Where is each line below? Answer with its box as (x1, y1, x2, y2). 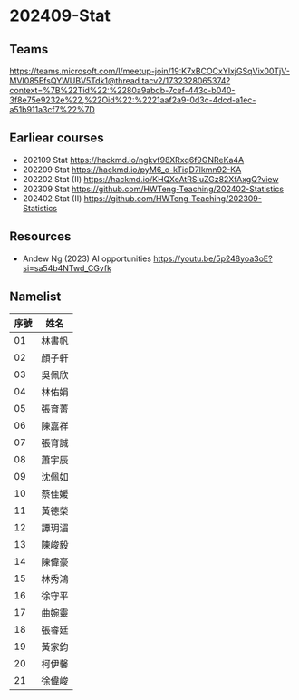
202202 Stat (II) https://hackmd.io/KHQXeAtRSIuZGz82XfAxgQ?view (22, 173, 279, 184)
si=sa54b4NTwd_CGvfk (22, 262, 111, 273)
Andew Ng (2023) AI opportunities (22, 253, 152, 264)
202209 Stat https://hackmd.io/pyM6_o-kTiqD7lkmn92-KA (22, 164, 242, 175)
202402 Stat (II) (22, 192, 82, 204)
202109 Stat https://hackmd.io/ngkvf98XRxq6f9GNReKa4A (22, 154, 245, 165)
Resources (9, 228, 72, 245)
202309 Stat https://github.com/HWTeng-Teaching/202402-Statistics (22, 183, 284, 194)
